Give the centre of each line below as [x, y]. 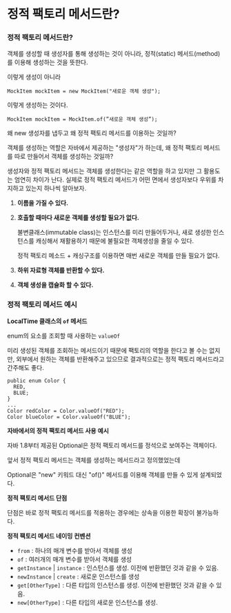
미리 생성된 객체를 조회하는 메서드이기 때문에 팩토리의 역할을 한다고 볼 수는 [108, 350]
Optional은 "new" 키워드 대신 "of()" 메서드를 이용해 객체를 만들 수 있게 [103, 474]
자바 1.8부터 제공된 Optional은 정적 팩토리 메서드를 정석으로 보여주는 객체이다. [112, 445]
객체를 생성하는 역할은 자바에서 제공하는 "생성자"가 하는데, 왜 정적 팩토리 [104, 148]
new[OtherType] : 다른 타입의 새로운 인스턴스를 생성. [87, 602]
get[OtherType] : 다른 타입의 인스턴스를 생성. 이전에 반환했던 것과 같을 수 [116, 585]
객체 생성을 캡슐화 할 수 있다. [55, 285]
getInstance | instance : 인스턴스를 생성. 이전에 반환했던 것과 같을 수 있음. [118, 567]
